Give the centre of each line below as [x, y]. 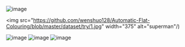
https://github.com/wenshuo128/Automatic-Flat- [92, 20]
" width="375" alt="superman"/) [141, 26]
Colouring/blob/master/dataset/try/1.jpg [54, 26]
